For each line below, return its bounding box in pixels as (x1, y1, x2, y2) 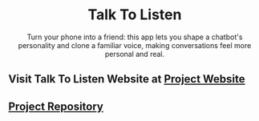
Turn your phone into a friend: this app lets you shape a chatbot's (26, 32, 243, 42)
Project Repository (8, 99, 104, 113)
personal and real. (104, 49, 165, 58)
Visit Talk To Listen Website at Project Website (8, 72, 246, 86)
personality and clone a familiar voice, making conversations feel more (18, 40, 252, 50)
